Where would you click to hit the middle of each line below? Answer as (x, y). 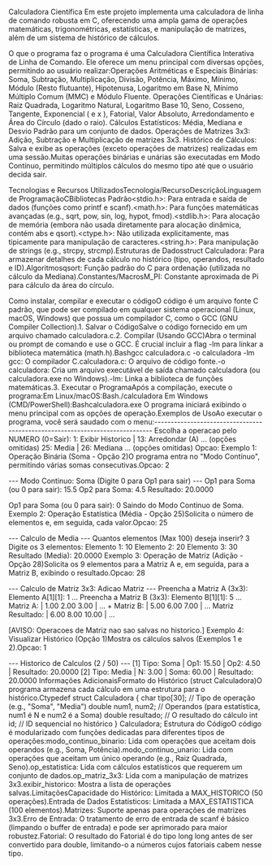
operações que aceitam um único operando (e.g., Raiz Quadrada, (118, 758)
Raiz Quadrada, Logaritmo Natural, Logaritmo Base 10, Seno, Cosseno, (127, 105)
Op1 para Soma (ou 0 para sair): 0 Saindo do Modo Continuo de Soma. (126, 505)
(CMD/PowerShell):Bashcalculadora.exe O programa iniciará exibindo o (127, 405)
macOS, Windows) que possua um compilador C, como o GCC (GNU (123, 318)
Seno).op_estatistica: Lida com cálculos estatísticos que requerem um (125, 767)
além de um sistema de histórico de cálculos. (84, 37)
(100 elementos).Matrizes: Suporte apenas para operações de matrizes (127, 810)
